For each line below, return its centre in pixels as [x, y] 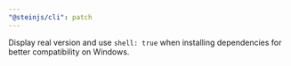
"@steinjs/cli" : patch [50, 17]
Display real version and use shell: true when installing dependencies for [145, 42]
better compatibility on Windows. [69, 51]
